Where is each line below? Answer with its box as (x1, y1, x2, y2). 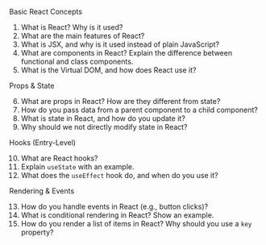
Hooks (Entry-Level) (9, 138, 76, 147)
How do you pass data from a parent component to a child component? (20, 105, 259, 114)
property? (20, 227, 54, 237)
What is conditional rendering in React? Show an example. (20, 210, 214, 220)
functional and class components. (20, 56, 134, 66)
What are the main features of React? (20, 31, 145, 40)
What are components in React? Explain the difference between (20, 48, 233, 57)
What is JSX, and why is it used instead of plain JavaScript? (20, 39, 220, 49)
